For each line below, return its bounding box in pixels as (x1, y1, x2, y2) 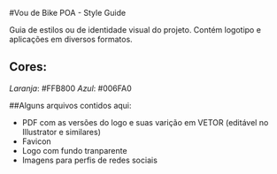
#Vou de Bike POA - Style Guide (9, 8, 127, 18)
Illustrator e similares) (21, 126, 102, 137)
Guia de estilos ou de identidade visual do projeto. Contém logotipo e (9, 25, 261, 34)
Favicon (21, 136, 51, 147)
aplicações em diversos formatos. (9, 34, 133, 44)
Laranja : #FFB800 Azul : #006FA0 (9, 83, 132, 94)
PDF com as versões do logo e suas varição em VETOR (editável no (21, 117, 269, 127)
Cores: (9, 59, 47, 74)
